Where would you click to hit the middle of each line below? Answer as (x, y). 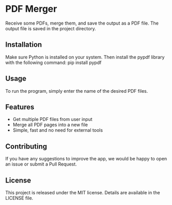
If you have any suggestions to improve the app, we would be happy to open (86, 159)
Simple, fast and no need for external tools (58, 130)
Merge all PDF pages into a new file (50, 125)
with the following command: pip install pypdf (53, 63)
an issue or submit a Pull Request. (41, 164)
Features (20, 107)
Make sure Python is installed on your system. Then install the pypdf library (85, 57)
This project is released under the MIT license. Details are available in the (83, 192)
